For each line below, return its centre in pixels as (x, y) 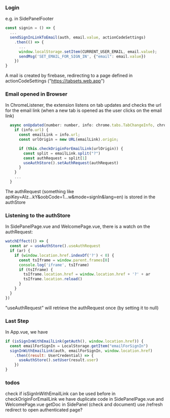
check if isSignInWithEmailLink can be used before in (60, 394)
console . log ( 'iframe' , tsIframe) (54, 265)
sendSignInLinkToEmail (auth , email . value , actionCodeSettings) (78, 38)
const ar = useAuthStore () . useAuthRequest (55, 246)
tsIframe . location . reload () (53, 279)
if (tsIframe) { (36, 270)
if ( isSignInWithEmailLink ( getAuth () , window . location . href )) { (74, 341)
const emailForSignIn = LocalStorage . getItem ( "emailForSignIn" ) (79, 346)
